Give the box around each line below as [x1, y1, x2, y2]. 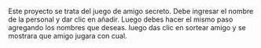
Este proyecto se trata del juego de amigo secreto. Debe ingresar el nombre [8, 7, 254, 15]
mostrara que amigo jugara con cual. [8, 31, 127, 40]
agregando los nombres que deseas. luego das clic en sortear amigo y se [8, 23, 246, 32]
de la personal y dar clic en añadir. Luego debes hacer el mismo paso [8, 15, 233, 24]
